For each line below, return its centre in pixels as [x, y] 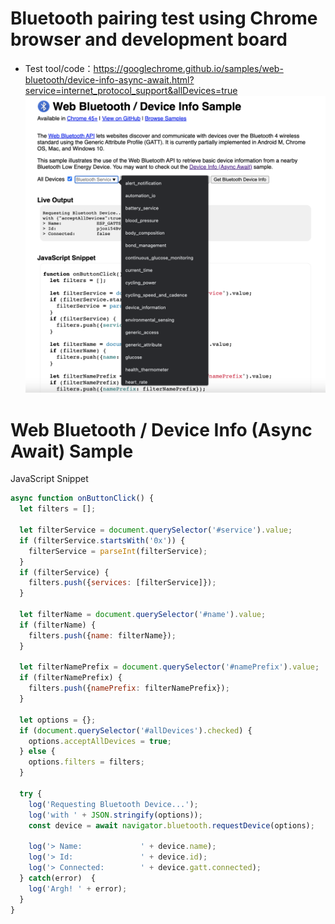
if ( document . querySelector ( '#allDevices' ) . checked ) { [136, 730]
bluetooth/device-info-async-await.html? [109, 79]
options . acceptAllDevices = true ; [100, 741]
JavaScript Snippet [49, 479]
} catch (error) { [58, 878]
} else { [37, 752]
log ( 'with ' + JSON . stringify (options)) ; [115, 815]
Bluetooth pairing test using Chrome [164, 18]
